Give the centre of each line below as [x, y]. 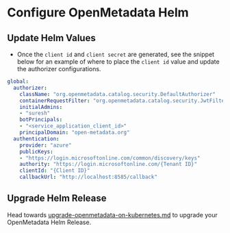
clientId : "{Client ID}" [55, 171]
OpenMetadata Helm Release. [49, 222]
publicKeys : [36, 151]
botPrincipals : [41, 120]
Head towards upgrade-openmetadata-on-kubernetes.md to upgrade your [112, 214]
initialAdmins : [41, 107]
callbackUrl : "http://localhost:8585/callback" [88, 177]
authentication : [36, 138]
